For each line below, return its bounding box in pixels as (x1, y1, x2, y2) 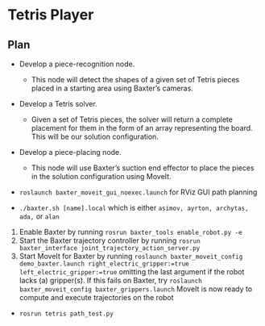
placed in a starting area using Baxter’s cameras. (31, 83, 194, 93)
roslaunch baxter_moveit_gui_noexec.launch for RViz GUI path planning (19, 187, 258, 197)
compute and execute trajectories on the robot (19, 293, 174, 302)
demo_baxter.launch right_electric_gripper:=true (19, 260, 190, 268)
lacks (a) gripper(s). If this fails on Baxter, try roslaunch (19, 276, 202, 285)
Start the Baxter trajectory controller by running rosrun (19, 236, 201, 245)
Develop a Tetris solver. (19, 99, 97, 108)
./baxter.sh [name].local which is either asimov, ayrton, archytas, (19, 203, 249, 212)
